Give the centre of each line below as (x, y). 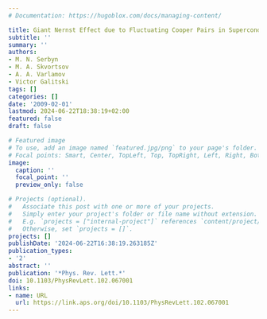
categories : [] (33, 96)
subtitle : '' (30, 37)
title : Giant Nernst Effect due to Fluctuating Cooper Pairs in (117, 30)
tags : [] (23, 89)
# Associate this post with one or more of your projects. (112, 207)
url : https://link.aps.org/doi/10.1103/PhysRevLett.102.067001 (122, 303)
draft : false (30, 126)
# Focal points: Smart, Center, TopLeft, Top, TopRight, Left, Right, (128, 155)
